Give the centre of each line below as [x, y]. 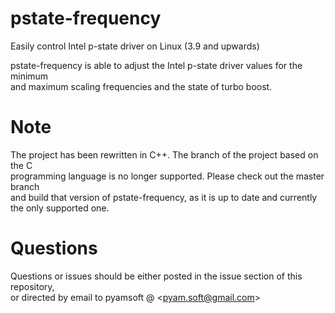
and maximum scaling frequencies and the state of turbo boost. [141, 86]
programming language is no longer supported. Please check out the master [167, 176]
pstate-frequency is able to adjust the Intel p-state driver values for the [156, 65]
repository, [32, 286]
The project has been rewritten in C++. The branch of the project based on [164, 154]
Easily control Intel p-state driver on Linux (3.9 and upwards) [135, 46]
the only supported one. [60, 208]
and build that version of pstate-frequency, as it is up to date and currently [164, 197]
